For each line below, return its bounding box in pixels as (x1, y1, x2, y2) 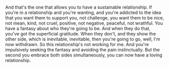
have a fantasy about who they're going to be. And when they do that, (5, 25, 150, 31)
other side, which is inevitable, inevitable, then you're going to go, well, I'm (5, 36, 160, 42)
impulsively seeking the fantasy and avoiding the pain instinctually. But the (5, 47, 160, 52)
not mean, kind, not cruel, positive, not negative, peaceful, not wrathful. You (5, 20, 163, 26)
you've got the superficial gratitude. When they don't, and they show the (5, 31, 156, 36)
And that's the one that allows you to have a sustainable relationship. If (5, 4, 152, 10)
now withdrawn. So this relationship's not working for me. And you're (5, 41, 149, 47)
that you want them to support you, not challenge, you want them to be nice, (5, 15, 164, 20)
